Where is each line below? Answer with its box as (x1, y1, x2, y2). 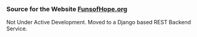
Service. (6, 25, 28, 32)
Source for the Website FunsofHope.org (6, 5, 127, 13)
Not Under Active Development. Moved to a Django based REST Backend (6, 19, 191, 26)
